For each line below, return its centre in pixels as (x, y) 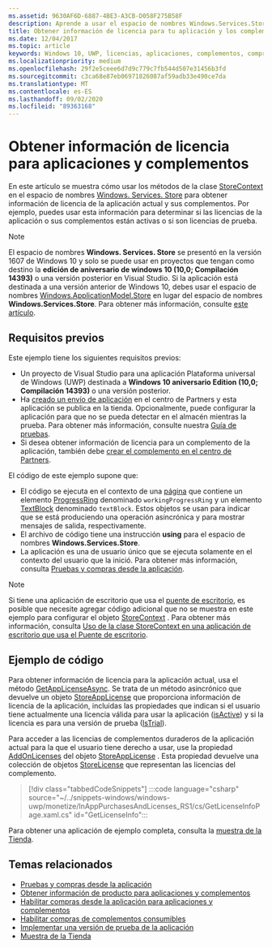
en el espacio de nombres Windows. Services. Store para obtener (118, 195)
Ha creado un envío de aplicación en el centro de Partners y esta (128, 399)
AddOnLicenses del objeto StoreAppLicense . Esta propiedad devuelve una (134, 756)
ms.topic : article (39, 46)
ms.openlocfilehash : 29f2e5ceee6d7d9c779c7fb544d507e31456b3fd (117, 69)
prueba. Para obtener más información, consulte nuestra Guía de (128, 425)
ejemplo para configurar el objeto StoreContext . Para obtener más (119, 617)
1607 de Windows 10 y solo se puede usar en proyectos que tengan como (132, 261)
